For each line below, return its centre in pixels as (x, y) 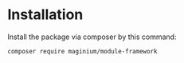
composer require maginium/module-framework (82, 51)
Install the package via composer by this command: (92, 37)
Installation (45, 15)
